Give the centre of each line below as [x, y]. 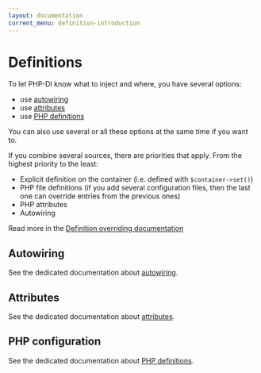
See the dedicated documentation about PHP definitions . [101, 360]
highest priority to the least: [54, 164]
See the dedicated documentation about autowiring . [93, 273]
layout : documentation [46, 15]
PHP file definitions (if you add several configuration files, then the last [135, 188]
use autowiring [44, 99]
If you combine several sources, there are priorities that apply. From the [125, 156]
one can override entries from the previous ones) [100, 196]
